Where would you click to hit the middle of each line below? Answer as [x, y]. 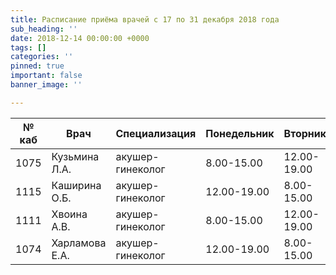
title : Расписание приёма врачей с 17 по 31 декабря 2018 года [145, 19]
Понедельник [240, 133]
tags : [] [28, 47]
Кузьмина [75, 156]
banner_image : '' [46, 85]
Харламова [79, 243]
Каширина [76, 185]
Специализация [156, 133]
